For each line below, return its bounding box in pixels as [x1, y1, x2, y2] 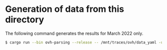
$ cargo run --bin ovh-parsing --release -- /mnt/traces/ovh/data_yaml [5, 40, 157, 45]
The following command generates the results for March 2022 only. [5, 30, 144, 36]
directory [5, 14, 44, 25]
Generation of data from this [5, 3, 124, 15]
